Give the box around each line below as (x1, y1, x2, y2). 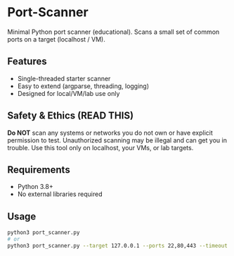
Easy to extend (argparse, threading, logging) (17, 82, 150, 90)
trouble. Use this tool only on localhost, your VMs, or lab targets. (7, 143, 194, 152)
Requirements (7, 164, 70, 176)
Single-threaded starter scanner (17, 74, 111, 83)
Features (7, 56, 47, 68)
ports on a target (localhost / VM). (7, 35, 105, 43)
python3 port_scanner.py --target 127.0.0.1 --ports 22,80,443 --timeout (7, 242, 228, 249)
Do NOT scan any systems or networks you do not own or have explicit (7, 128, 213, 137)
